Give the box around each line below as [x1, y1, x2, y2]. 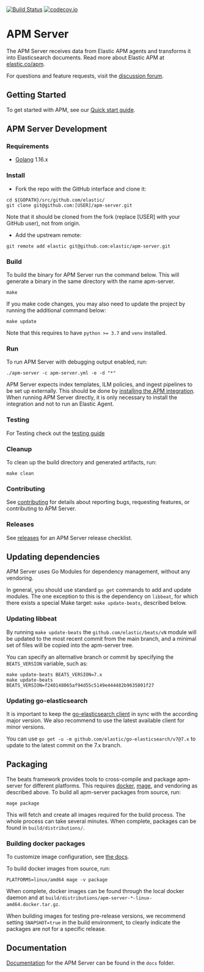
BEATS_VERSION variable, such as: [6, 660, 88, 667]
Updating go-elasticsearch [6, 696, 88, 705]
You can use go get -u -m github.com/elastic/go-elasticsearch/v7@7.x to [6, 735, 196, 742]
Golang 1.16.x [15, 156, 48, 163]
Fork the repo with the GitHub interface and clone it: [15, 185, 147, 192]
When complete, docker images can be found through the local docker [6, 888, 184, 895]
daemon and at [6, 894, 45, 901]
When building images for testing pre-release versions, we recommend [6, 912, 186, 919]
